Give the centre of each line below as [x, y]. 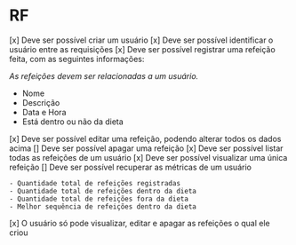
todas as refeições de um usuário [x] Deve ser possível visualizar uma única [148, 157]
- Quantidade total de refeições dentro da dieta [103, 191]
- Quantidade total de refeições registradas [95, 183]
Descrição [41, 102]
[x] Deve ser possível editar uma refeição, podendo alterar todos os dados [145, 138]
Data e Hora [44, 112]
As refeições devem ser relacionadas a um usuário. [104, 75]
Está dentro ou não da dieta [73, 122]
